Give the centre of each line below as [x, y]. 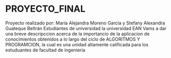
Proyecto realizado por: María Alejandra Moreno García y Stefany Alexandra [85, 23]
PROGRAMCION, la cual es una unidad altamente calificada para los [77, 44]
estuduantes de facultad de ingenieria [45, 50]
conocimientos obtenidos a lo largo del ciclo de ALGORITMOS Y [73, 39]
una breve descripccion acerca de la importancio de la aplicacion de [78, 34]
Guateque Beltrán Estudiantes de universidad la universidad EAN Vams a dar [86, 28]
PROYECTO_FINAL [46, 9]
